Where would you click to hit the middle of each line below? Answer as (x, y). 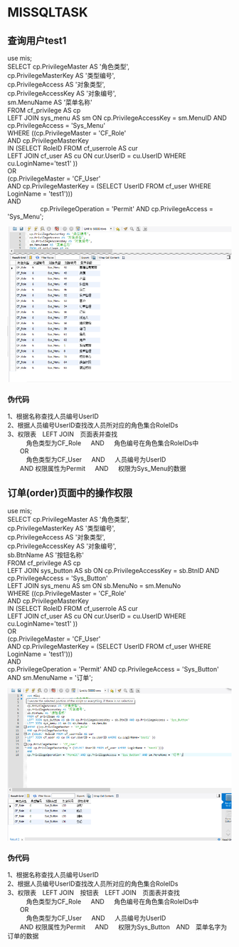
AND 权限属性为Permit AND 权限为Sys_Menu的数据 (103, 468)
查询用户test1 (37, 40)
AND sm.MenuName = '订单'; (50, 677)
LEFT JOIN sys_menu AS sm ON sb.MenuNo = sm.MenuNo (94, 585)
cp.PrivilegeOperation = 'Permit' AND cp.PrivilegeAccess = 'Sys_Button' (113, 669)
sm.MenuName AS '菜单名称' (50, 102)
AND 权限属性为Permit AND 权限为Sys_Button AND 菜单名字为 (124, 927)
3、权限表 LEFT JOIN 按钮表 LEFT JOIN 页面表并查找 (94, 892)
